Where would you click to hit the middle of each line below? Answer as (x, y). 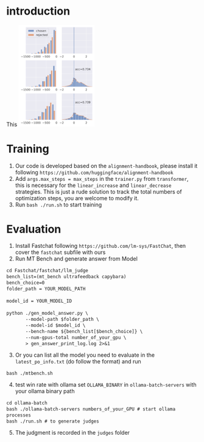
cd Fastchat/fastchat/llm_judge (47, 271)
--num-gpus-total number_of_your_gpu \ (76, 338)
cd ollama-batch (27, 403)
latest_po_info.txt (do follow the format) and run (78, 362)
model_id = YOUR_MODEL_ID (39, 301)
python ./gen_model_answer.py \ (47, 314)
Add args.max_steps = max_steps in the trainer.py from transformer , (102, 178)
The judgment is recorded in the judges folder (72, 433)
